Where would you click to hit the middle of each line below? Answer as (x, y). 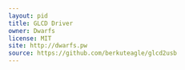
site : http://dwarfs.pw (48, 46)
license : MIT (30, 38)
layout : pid (28, 16)
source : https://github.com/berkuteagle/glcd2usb (93, 53)
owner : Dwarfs (32, 31)
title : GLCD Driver (41, 23)
